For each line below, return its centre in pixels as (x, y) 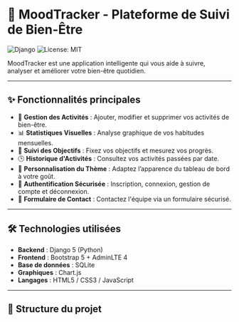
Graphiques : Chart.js (49, 272)
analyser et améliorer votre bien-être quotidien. (76, 71)
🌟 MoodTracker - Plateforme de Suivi (118, 15)
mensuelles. (35, 142)
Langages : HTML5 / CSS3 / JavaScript (75, 280)
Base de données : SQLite (56, 265)
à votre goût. (36, 176)
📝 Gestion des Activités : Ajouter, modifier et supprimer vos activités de (123, 117)
